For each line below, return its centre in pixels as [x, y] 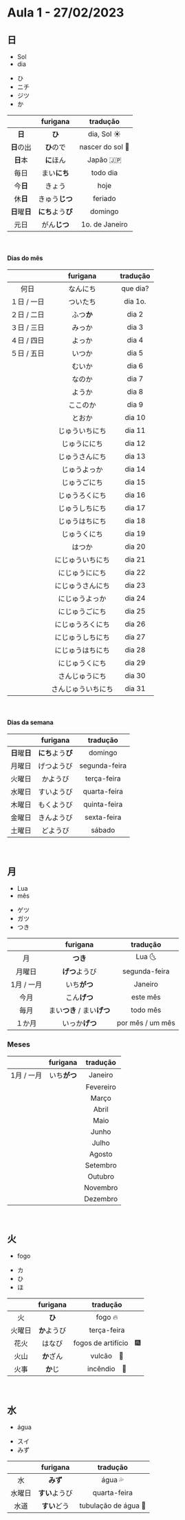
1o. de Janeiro [105, 224]
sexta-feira [103, 817]
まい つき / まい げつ [79, 1011]
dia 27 [135, 637]
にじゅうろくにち [82, 624]
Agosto [101, 1154]
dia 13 [135, 456]
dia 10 [135, 418]
